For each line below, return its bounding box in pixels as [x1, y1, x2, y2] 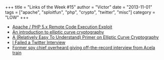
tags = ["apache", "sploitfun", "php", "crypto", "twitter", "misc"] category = [5, 9, 156, 15]
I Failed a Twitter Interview [12, 40, 66, 45]
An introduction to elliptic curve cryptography [12, 29, 104, 35]
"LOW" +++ [5, 15, 29, 20]
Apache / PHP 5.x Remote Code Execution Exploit [12, 24, 113, 30]
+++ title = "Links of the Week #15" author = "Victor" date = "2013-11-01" [5, 4, 153, 10]
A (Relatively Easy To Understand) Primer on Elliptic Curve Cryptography [12, 34, 159, 40]
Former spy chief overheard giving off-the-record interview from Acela [12, 45, 155, 50]
